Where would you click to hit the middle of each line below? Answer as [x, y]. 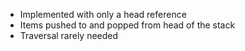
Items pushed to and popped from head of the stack [127, 25]
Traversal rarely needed [69, 35]
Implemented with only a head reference [103, 14]
